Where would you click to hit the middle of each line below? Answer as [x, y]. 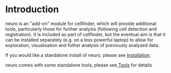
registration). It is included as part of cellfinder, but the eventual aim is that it [86, 34]
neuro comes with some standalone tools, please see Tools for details [79, 65]
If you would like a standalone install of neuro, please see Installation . [78, 55]
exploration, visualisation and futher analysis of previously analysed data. [82, 45]
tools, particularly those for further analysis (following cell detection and [81, 29]
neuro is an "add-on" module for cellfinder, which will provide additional [81, 23]
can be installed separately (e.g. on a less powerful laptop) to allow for [79, 40]
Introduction [32, 9]
